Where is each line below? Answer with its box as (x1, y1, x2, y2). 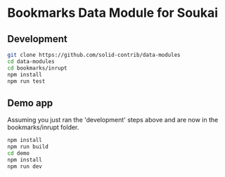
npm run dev (7, 163, 42, 170)
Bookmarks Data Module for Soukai (7, 5, 219, 21)
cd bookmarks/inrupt (7, 65, 68, 72)
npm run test (7, 77, 46, 85)
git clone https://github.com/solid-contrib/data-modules (7, 51, 181, 58)
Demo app (7, 97, 53, 109)
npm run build (7, 143, 49, 150)
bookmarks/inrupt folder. (7, 123, 79, 131)
